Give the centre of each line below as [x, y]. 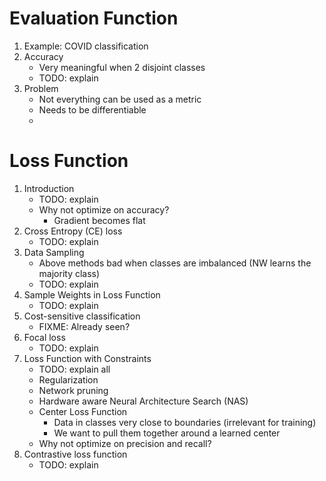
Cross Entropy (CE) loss [73, 231]
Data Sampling [54, 252]
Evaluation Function [94, 18]
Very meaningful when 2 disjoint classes [122, 67]
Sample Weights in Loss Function [92, 294]
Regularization [68, 379]
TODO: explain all [74, 369]
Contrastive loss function [75, 454]
